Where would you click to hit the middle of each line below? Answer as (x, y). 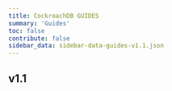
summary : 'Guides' (39, 23)
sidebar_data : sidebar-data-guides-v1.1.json (86, 46)
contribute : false (39, 38)
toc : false (27, 31)
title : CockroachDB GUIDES (54, 16)
